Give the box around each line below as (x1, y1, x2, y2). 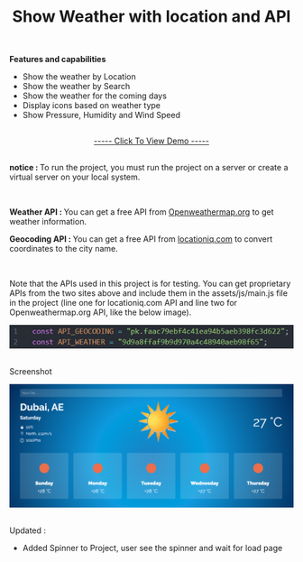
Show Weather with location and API (12, 6, 291, 27)
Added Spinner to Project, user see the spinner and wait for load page (22, 543, 283, 554)
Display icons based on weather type (22, 99, 161, 110)
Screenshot (9, 366, 52, 377)
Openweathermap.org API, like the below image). (9, 307, 192, 318)
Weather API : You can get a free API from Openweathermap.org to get (9, 206, 274, 217)
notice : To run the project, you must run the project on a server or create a (9, 161, 289, 172)
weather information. (9, 216, 87, 226)
